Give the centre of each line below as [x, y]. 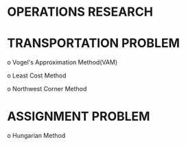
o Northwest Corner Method [47, 89]
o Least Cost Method [37, 75]
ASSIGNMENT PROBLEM [79, 117]
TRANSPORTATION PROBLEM [94, 44]
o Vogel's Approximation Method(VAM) [62, 62]
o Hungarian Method [36, 136]
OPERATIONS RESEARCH [80, 12]
